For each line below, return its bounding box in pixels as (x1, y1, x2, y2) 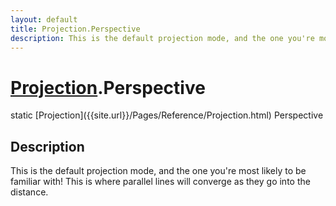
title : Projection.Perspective (10, 24, 141, 34)
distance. (10, 186, 49, 198)
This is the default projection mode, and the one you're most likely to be (10, 165, 307, 177)
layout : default (10, 14, 78, 25)
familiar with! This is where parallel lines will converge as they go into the (10, 176, 311, 188)
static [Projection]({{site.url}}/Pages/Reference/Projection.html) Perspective (10, 109, 324, 121)
